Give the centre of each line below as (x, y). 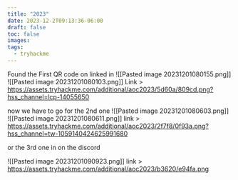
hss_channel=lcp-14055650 (48, 96)
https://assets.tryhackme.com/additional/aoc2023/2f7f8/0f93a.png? (108, 126)
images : (19, 41)
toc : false (24, 34)
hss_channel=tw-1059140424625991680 (68, 134)
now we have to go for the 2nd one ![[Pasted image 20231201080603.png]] (118, 111)
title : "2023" (29, 14)
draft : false (27, 27)
